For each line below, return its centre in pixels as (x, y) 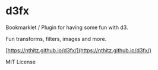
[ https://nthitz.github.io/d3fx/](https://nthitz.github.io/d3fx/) (79, 50)
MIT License (21, 62)
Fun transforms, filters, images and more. (56, 39)
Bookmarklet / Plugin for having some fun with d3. (67, 27)
